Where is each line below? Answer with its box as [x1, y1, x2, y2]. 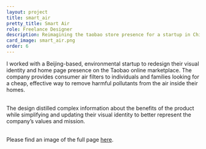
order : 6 [6, 44, 29, 50]
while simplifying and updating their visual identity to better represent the [6, 111, 191, 118]
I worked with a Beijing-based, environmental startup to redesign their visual [6, 59, 199, 67]
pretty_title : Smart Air [6, 20, 70, 26]
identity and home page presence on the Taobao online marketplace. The [6, 66, 192, 74]
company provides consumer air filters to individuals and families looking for [6, 73, 199, 80]
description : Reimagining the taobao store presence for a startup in [6, 32, 191, 38]
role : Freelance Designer [6, 26, 72, 32]
